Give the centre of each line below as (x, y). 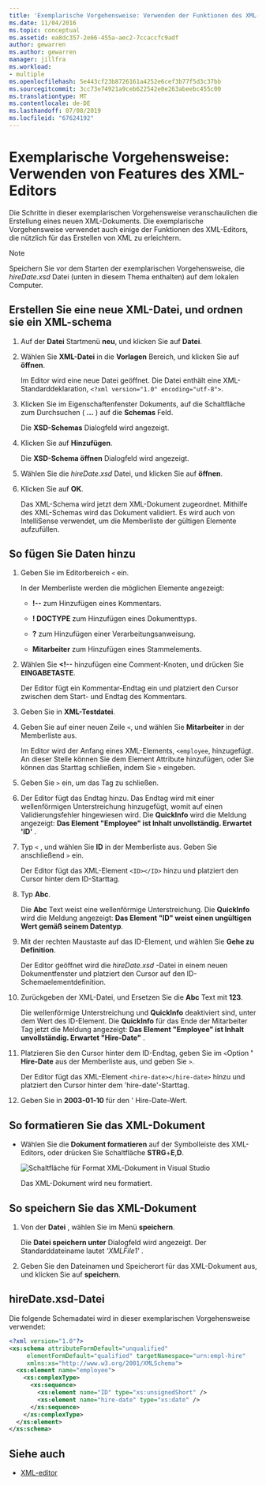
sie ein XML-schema (60, 322)
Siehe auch (37, 1454)
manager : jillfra (37, 60)
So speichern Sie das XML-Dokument (103, 1208)
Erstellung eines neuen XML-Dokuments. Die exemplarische (106, 221)
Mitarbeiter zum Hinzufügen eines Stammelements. (117, 649)
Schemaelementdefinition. (63, 982)
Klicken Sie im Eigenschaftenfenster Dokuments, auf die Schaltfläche (133, 404)
